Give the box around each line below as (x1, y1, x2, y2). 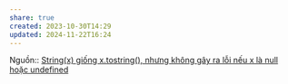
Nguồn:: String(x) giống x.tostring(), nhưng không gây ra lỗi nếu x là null (9, 55, 279, 66)
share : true (9, 13, 55, 23)
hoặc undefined (9, 64, 69, 75)
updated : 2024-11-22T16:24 (9, 30, 112, 39)
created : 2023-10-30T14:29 (9, 22, 112, 31)
